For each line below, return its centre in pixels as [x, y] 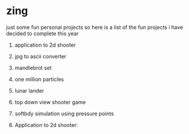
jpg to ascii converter [40, 56]
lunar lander [29, 90]
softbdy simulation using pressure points [64, 113]
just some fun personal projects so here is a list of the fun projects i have [94, 27]
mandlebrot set [33, 68]
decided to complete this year [43, 33]
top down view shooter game [50, 102]
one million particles [39, 79]
